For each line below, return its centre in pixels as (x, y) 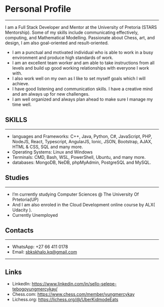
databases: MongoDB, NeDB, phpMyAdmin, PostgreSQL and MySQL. (82, 162)
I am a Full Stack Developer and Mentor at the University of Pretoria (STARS (81, 27)
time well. (22, 104)
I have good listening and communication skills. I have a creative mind (82, 89)
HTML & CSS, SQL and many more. (47, 147)
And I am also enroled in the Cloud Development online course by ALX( (83, 205)
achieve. (21, 83)
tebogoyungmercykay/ (35, 289)
